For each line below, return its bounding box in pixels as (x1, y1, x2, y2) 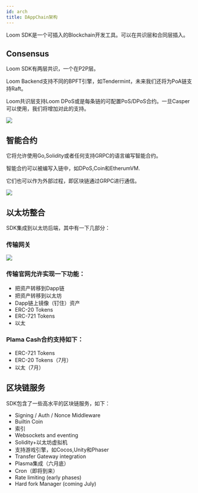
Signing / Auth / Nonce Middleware (14, 411, 101, 418)
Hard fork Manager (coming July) (14, 480, 97, 487)
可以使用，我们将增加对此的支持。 (6, 105, 90, 113)
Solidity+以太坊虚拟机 (14, 438, 68, 446)
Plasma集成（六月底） (14, 460, 69, 467)
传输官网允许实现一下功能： (6, 270, 85, 278)
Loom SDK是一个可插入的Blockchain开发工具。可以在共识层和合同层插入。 (6, 31, 189, 39)
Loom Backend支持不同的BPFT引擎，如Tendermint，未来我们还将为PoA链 (6, 78, 187, 85)
